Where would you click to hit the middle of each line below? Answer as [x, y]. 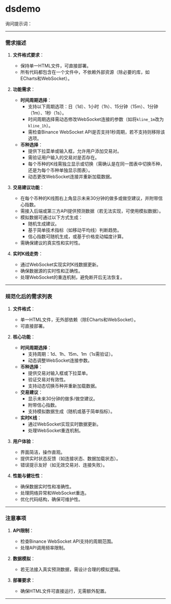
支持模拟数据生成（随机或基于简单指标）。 [72, 411]
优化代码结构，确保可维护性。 [51, 499]
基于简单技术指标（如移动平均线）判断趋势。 [75, 230]
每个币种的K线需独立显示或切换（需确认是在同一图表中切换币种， [96, 164]
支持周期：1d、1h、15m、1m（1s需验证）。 [72, 354]
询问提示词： [19, 23]
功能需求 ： [24, 89]
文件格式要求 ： [28, 55]
